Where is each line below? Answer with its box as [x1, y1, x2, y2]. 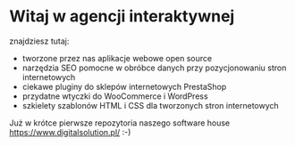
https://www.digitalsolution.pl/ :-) [9, 126, 131, 137]
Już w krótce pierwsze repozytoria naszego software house [9, 118, 231, 128]
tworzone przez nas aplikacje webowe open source [21, 53, 213, 63]
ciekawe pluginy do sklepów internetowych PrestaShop [21, 81, 227, 92]
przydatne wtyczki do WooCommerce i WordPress [21, 91, 208, 101]
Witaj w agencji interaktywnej [9, 6, 235, 27]
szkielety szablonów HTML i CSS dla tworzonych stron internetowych [21, 100, 279, 110]
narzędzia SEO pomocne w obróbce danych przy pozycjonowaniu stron [21, 62, 287, 73]
